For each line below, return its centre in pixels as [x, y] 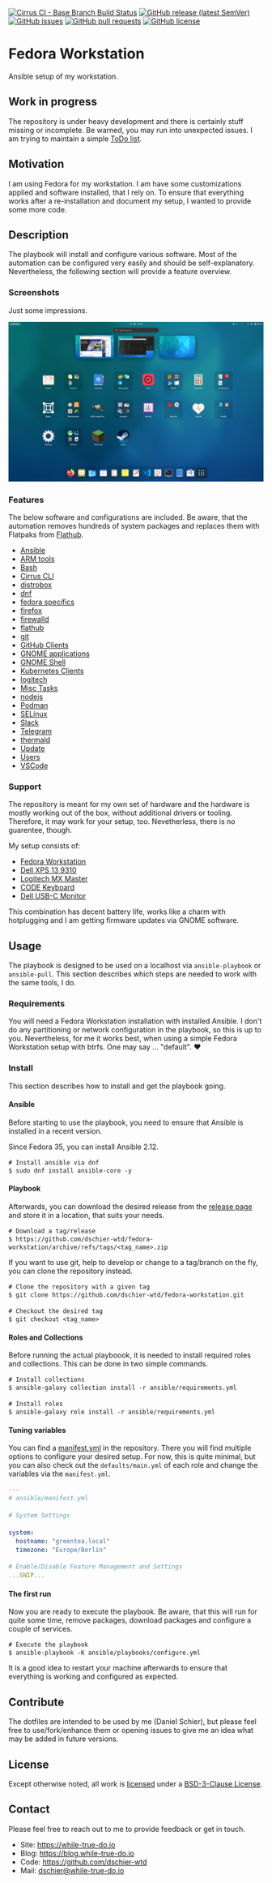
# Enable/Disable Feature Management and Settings [96, 1567]
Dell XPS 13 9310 [48, 870]
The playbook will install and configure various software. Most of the [123, 255]
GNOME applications [55, 654]
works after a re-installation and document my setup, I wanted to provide [130, 201]
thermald [35, 740]
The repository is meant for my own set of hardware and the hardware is [129, 804]
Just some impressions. [48, 310]
